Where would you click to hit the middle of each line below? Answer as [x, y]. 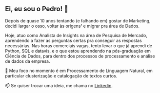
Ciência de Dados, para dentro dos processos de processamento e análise [80, 56]
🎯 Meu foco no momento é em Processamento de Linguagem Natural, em [79, 71]
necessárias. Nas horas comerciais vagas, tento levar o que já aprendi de [79, 46]
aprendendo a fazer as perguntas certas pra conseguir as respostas [74, 40]
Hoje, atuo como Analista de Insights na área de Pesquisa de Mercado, [76, 35]
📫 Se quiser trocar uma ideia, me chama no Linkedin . [59, 85]
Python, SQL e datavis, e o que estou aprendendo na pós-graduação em [78, 51]
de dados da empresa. [28, 61]
